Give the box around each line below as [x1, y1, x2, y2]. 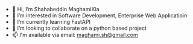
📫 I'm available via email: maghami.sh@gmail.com [11, 32, 139, 38]
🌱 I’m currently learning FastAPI [11, 18, 90, 25]
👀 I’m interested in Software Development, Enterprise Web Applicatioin [11, 12, 188, 19]
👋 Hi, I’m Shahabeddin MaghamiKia [11, 6, 100, 12]
